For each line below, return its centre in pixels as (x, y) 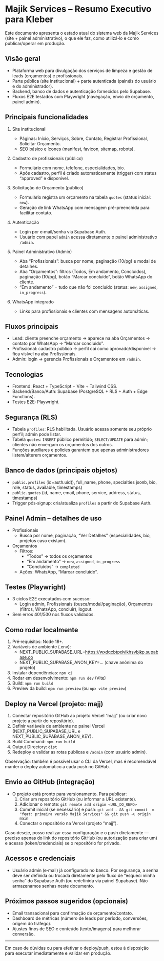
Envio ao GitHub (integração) (50, 782)
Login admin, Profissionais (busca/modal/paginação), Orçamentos (86, 604)
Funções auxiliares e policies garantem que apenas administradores (81, 450)
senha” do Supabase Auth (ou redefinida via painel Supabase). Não (80, 881)
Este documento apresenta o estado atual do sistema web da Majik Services (82, 33)
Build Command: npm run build (44, 742)
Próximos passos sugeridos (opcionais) (67, 901)
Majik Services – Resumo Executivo (78, 9)
